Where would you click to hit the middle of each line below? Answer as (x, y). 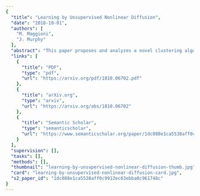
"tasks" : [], (27, 156)
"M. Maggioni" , (35, 34)
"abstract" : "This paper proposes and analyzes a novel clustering (97, 51)
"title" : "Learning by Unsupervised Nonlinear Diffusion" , (86, 17)
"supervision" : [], (35, 151)
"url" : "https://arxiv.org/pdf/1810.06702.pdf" (82, 78)
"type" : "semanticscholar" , (56, 128)
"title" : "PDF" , (41, 67)
